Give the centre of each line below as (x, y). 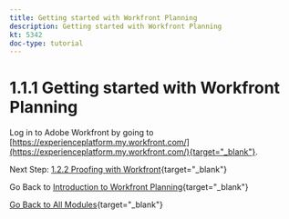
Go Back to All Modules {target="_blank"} (87, 204)
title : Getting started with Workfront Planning (103, 18)
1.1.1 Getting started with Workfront (145, 88)
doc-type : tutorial (46, 43)
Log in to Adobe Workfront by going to (82, 133)
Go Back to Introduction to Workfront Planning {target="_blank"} (129, 187)
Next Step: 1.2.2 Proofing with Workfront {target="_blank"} (119, 170)
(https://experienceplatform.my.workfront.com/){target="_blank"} (133, 152)
